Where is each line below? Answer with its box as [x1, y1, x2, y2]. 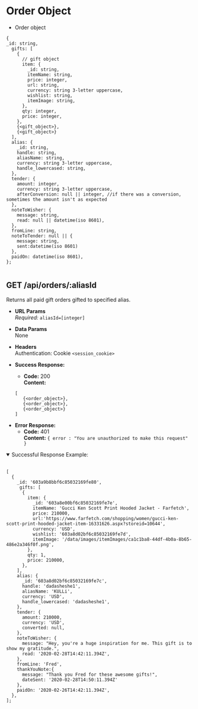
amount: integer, [17, 181, 60, 187]
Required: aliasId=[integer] [14, 314, 85, 321]
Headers [14, 343, 37, 350]
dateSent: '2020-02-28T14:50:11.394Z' [21, 676, 118, 683]
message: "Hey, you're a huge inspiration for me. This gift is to [21, 640, 193, 646]
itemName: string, [27, 71, 73, 78]
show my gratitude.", [6, 645, 60, 651]
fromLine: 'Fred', [17, 661, 62, 667]
